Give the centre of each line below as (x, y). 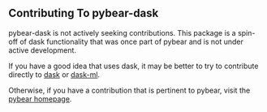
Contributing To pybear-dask (84, 13)
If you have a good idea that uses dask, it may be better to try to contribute (133, 66)
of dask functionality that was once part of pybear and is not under (131, 41)
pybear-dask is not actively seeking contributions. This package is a (123, 32)
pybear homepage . (40, 99)
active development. (43, 50)
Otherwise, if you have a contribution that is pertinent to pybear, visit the (129, 90)
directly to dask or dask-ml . (54, 74)
